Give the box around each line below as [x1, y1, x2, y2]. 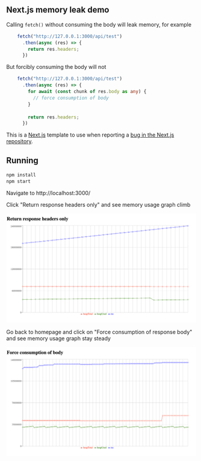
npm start [6, 178, 31, 184]
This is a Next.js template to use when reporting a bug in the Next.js [6, 131, 175, 138]
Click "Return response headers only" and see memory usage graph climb [6, 201, 191, 208]
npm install [6, 172, 36, 178]
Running [6, 155, 39, 166]
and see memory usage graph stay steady [6, 335, 111, 342]
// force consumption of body [32, 95, 110, 101]
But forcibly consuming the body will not [6, 63, 107, 71]
